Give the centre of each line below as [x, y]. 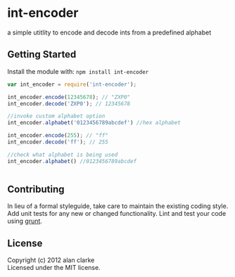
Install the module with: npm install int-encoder [78, 71]
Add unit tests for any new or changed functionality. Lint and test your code [117, 214]
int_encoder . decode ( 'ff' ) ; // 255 [58, 142]
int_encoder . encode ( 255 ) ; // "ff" [58, 136]
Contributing [36, 189]
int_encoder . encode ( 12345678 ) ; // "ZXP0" [69, 97]
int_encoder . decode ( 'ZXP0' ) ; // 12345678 [69, 103]
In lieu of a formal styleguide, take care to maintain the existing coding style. [118, 206]
